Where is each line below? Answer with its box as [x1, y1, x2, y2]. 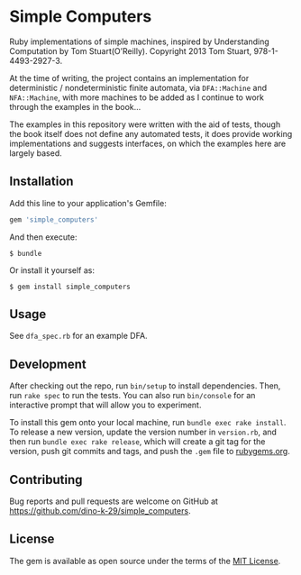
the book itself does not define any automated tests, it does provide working [9, 128, 293, 139]
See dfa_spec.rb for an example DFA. [9, 331, 148, 342]
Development [9, 356, 87, 371]
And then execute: [9, 232, 78, 242]
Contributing [9, 471, 83, 488]
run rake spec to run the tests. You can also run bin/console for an [9, 390, 256, 401]
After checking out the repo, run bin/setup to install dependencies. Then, [9, 380, 281, 391]
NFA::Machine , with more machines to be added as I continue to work [9, 92, 264, 103]
